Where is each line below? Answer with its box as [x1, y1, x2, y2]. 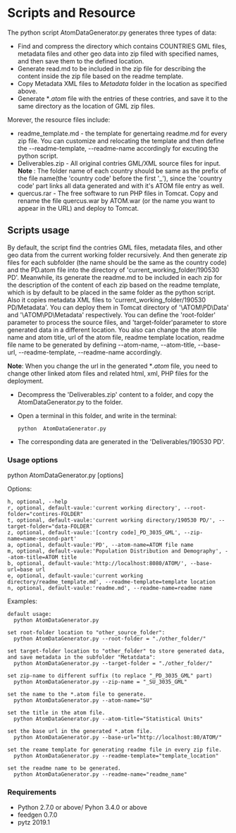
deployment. [7, 376, 44, 385]
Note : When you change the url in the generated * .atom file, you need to [7, 362, 218, 370]
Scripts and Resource [7, 5, 136, 21]
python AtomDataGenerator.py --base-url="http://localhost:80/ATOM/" [13, 734, 222, 741]
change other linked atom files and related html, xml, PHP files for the [7, 369, 209, 378]
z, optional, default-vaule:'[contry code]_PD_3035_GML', [7, 529, 181, 536]
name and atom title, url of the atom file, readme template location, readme [7, 333, 225, 341]
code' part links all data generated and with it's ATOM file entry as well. [17, 181, 225, 190]
